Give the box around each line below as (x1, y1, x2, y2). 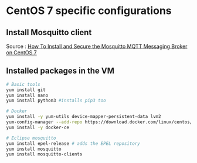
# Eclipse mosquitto (6, 135, 57, 141)
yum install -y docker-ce (6, 124, 69, 130)
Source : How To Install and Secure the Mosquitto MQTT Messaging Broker (6, 43, 188, 50)
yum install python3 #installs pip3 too (6, 98, 107, 103)
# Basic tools (6, 81, 41, 87)
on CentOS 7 (6, 49, 37, 56)
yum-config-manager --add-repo (6, 119, 83, 125)
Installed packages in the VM (6, 66, 114, 76)
